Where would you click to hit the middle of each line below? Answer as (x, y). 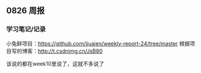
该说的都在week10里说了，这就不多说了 (55, 63)
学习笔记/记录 (26, 29)
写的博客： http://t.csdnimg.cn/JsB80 (57, 51)
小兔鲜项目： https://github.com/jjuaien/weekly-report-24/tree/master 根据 (98, 43)
